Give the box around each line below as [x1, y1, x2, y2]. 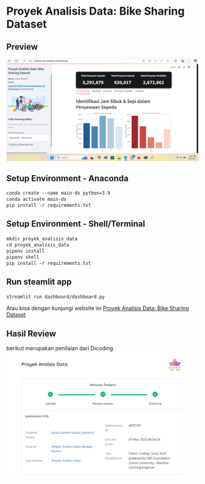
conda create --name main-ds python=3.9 [6, 190, 111, 197]
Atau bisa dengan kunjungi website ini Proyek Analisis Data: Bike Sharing [6, 304, 189, 312]
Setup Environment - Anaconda [6, 173, 129, 184]
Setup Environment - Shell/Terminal [6, 219, 145, 229]
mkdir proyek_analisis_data [6, 236, 78, 242]
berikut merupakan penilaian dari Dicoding [6, 345, 113, 352]
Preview [6, 42, 38, 52]
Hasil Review [6, 328, 57, 339]
